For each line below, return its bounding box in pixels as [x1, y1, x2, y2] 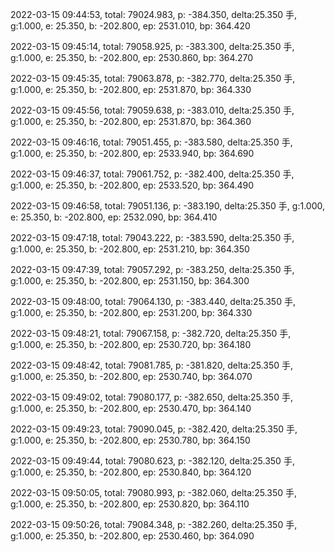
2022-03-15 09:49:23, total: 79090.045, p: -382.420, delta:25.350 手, [10, 423, 298, 435]
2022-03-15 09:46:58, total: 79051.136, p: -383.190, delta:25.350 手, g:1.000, [10, 200, 325, 212]
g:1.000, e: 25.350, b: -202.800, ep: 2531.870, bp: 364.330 [10, 84, 252, 95]
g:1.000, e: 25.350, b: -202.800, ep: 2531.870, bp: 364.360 [10, 116, 252, 127]
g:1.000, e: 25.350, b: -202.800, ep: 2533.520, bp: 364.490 [10, 179, 255, 191]
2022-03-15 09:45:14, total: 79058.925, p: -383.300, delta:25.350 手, [10, 41, 295, 52]
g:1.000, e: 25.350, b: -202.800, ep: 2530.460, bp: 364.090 [10, 530, 255, 542]
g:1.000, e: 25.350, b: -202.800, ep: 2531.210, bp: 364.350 [10, 243, 250, 255]
